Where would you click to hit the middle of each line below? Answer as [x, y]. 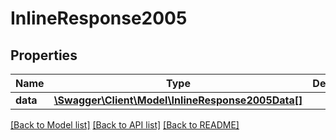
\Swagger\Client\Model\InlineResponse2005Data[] [178, 100]
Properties [44, 55]
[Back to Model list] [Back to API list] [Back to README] [125, 125]
